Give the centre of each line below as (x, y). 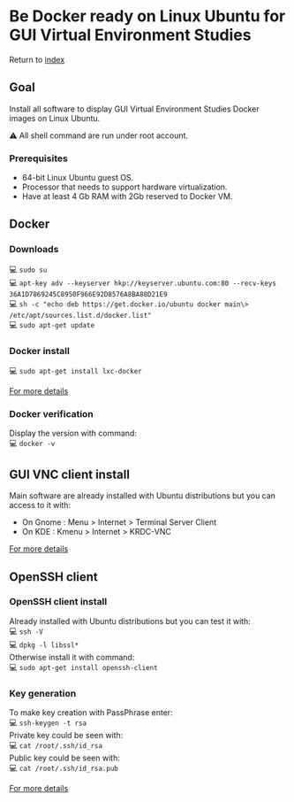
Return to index (37, 59)
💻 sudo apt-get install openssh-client (83, 667)
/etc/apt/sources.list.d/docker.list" (80, 315)
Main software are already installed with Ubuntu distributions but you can (143, 496)
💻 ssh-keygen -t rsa (48, 722)
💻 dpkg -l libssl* (44, 644)
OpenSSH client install (58, 602)
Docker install (40, 351)
